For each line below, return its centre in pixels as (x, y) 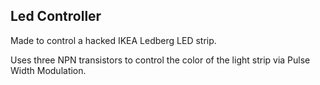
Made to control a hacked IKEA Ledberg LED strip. (113, 40)
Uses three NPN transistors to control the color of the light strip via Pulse (160, 60)
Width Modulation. (48, 70)
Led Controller (56, 16)
